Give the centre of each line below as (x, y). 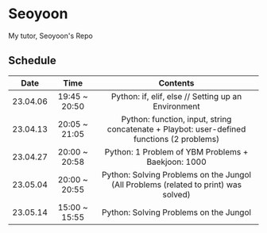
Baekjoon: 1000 (176, 162)
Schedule (33, 61)
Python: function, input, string (176, 119)
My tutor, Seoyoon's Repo (50, 36)
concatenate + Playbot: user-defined (176, 129)
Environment (176, 106)
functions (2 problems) (177, 139)
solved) (176, 194)
